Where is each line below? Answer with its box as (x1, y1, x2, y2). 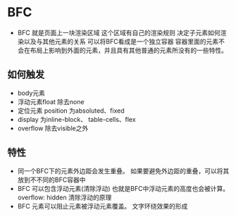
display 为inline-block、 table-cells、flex (17, 115, 136, 123)
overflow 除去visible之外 (17, 124, 89, 132)
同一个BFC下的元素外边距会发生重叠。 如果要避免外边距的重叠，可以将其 (17, 166, 230, 175)
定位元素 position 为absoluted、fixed (17, 106, 125, 115)
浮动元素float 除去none (17, 97, 85, 106)
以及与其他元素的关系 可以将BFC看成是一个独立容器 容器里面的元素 (23, 37, 219, 46)
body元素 (17, 89, 46, 97)
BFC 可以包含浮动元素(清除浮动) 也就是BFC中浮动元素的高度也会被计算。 (17, 184, 230, 192)
